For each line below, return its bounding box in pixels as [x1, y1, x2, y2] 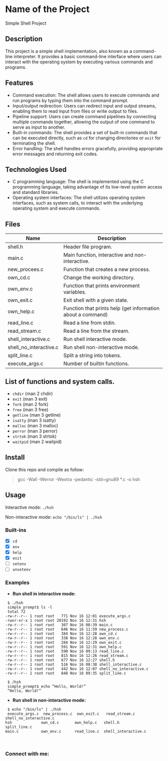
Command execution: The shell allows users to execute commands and [12, 92, 159, 98]
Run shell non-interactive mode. [63, 344, 139, 351]
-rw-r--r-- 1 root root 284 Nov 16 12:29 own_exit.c [5, 640, 122, 645]
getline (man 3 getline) [12, 412, 61, 418]
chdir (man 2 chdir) [12, 391, 53, 397]
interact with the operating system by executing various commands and [5, 59, 153, 65]
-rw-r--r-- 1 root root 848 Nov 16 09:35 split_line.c [5, 671, 126, 676]
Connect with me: [5, 750, 49, 757]
